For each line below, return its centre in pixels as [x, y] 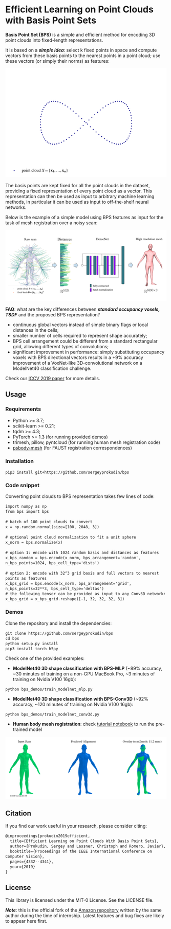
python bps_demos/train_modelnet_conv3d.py [52, 714]
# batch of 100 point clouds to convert [49, 522]
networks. [16, 207]
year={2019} [23, 867]
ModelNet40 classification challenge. [52, 368]
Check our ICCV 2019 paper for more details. [53, 379]
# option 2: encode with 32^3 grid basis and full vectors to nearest [82, 574]
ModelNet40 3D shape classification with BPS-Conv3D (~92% [80, 699]
